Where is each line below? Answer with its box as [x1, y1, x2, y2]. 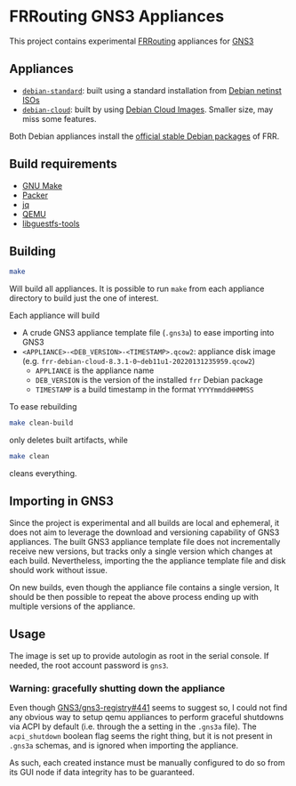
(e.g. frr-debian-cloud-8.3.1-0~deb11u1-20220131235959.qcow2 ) [21, 356, 256, 367]
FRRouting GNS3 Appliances [9, 6, 225, 27]
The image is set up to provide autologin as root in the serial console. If [9, 650, 269, 660]
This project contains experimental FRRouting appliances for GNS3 [9, 36, 254, 46]
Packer [21, 190, 49, 200]
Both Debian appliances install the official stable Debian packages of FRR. [9, 131, 280, 142]
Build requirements [9, 157, 117, 172]
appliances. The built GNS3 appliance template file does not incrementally [9, 536, 281, 547]
